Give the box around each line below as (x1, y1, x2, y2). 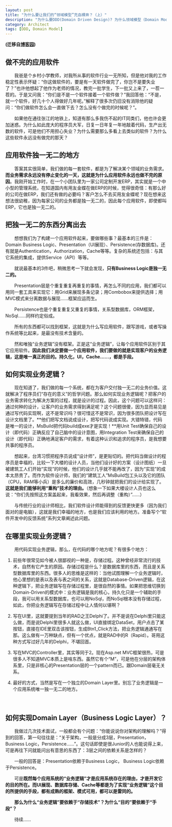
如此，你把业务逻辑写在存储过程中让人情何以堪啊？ (12, 602, 121, 608)
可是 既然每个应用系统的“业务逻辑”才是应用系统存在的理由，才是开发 (14, 775, 159, 781)
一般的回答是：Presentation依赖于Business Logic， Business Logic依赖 (14, 758, 165, 764)
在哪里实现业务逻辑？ (5, 532, 73, 540)
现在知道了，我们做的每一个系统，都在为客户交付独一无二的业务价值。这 (14, 385, 167, 391)
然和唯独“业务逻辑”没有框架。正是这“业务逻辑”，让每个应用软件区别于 (14, 340, 161, 347)
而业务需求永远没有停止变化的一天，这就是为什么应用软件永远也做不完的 (5, 172, 158, 178)
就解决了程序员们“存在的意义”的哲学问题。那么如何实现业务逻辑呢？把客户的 (5, 391, 166, 397)
